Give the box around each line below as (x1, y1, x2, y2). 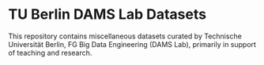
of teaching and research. (8, 48, 92, 57)
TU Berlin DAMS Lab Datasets (8, 5, 207, 23)
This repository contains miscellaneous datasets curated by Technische (8, 31, 243, 41)
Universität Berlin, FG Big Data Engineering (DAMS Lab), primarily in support (8, 39, 257, 49)
